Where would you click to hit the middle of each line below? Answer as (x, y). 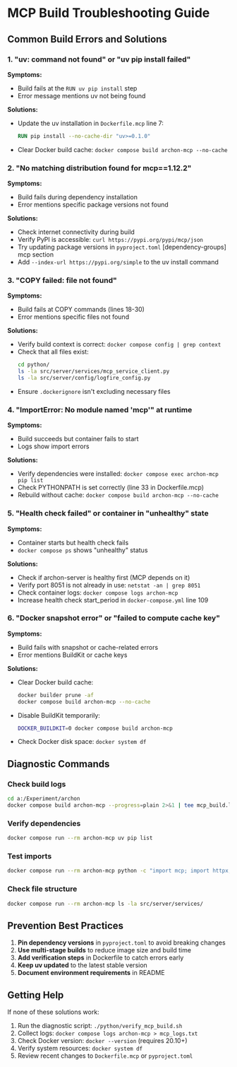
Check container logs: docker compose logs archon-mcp (98, 593)
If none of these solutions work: (54, 1012)
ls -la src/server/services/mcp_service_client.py (93, 372)
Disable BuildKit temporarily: (59, 715)
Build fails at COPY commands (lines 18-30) (81, 310)
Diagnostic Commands (59, 764)
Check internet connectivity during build (76, 232)
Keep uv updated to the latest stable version (83, 965)
